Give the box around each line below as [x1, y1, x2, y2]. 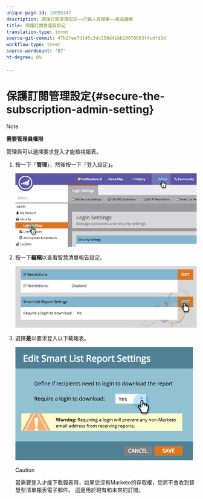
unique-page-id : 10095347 [6, 10, 71, 16]
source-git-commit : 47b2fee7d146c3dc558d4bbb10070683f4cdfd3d [6, 35, 166, 42]
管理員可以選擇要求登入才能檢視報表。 [6, 148, 101, 155]
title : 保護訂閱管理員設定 [6, 22, 66, 28]
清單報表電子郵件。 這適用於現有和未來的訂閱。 [25, 486, 144, 494]
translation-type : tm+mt [6, 29, 69, 35]
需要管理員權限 [6, 135, 43, 142]
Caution [14, 466, 35, 474]
